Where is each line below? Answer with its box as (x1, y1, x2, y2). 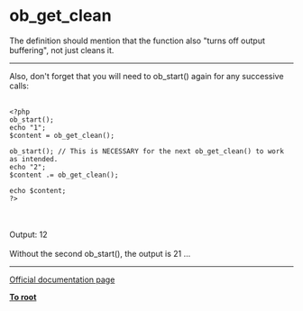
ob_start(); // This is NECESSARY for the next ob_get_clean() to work (9, 146, 284, 156)
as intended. (9, 154, 59, 163)
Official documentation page (9, 274, 115, 285)
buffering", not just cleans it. (9, 44, 115, 55)
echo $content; (9, 186, 67, 195)
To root (9, 291, 37, 302)
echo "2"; (9, 162, 47, 171)
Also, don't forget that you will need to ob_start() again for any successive (9, 70, 284, 81)
